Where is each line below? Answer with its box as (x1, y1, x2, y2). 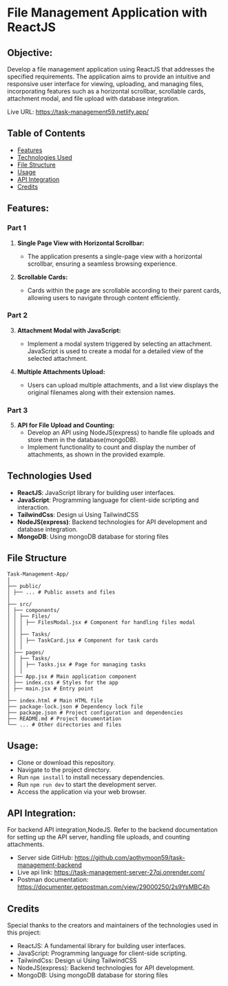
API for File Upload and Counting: (17, 421, 115, 430)
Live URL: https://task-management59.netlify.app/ (7, 108, 149, 116)
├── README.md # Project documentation (7, 715, 122, 722)
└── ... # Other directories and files (7, 721, 122, 728)
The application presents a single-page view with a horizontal (27, 252, 203, 260)
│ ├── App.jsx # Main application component (7, 673, 137, 680)
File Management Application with (7, 5, 208, 21)
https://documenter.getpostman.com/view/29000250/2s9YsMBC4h (17, 883, 210, 891)
